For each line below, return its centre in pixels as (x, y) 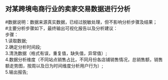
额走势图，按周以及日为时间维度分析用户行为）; (54, 65)
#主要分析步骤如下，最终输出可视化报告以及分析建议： (61, 28)
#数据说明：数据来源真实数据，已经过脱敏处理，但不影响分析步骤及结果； (81, 22)
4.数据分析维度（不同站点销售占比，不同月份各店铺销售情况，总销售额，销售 (84, 59)
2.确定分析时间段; (23, 47)
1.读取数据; (16, 40)
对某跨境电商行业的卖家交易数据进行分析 (68, 9)
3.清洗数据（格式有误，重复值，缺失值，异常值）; (56, 53)
